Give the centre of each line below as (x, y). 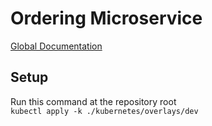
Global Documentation (56, 46)
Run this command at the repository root (93, 101)
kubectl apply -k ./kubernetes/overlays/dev (104, 111)
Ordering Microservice (106, 18)
